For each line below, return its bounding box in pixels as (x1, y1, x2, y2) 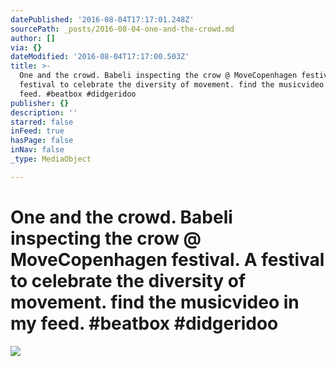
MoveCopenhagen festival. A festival (10, 248, 325, 271)
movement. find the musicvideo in (10, 291, 300, 313)
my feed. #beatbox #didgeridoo (10, 312, 279, 335)
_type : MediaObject (10, 154, 92, 164)
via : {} (10, 42, 43, 53)
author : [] (10, 33, 56, 43)
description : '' (10, 107, 78, 118)
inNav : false (10, 145, 65, 155)
